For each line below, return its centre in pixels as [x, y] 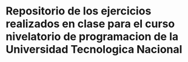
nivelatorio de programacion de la [92, 37]
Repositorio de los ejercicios [79, 11]
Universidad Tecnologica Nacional [94, 50]
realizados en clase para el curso [90, 24]
